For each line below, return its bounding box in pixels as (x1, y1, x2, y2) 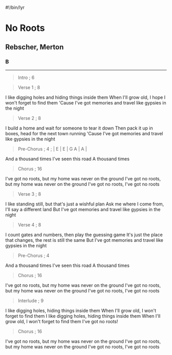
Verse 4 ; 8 (17, 221, 41, 227)
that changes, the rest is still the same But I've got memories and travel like (5, 237, 164, 243)
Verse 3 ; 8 (17, 191, 41, 197)
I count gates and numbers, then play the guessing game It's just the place (5, 232, 163, 238)
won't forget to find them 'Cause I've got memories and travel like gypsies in (5, 99, 166, 106)
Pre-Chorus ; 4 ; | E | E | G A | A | (17, 145, 87, 152)
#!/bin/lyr (5, 5, 25, 10)
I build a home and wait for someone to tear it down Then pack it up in (5, 125, 154, 131)
